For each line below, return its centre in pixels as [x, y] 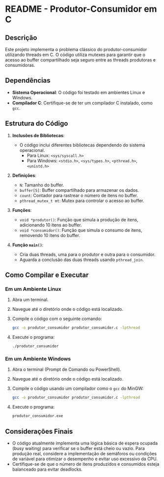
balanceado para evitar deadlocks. [47, 469]
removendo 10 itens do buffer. [50, 235]
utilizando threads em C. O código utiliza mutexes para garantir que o [75, 55]
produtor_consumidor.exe [38, 416]
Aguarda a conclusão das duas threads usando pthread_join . [82, 260]
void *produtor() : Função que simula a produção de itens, [79, 219]
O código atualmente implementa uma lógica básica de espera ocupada [85, 443]
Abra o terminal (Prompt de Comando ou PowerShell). [67, 369]
